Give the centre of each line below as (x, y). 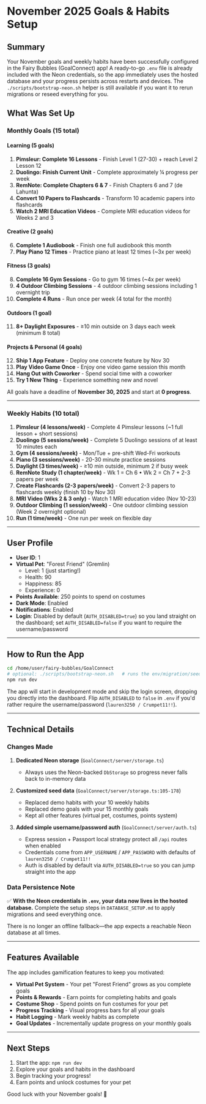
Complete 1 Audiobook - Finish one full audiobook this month (94, 245)
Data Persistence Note (41, 887)
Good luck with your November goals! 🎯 (57, 1094)
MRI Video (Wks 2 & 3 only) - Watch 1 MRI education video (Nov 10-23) (106, 498)
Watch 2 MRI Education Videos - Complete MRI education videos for (103, 211)
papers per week (37, 479)
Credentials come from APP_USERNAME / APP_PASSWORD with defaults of (110, 852)
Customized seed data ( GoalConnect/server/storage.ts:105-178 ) (98, 790)
